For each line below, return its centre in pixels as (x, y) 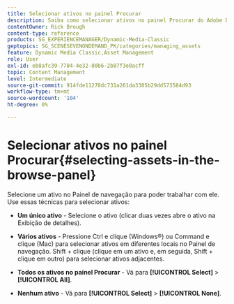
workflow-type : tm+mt (39, 92)
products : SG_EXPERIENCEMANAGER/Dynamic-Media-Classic (88, 40)
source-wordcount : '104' (43, 99)
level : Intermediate (37, 79)
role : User (23, 59)
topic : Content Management (46, 72)
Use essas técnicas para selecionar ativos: (69, 202)
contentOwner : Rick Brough (46, 27)
